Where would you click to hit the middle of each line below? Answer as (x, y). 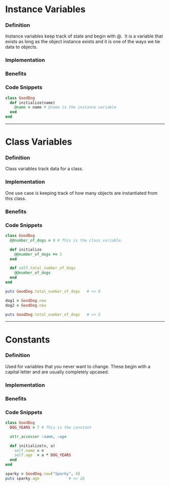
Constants (28, 340)
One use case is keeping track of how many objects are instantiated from (81, 193)
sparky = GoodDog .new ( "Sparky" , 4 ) (43, 474)
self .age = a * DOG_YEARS (43, 455)
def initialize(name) (33, 102)
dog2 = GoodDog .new (26, 305)
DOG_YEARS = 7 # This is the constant (51, 427)
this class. (16, 198)
